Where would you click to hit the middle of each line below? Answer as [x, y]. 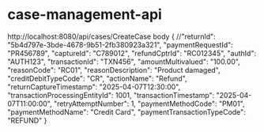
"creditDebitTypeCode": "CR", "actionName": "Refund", [97, 78]
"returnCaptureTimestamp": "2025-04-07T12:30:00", [94, 87]
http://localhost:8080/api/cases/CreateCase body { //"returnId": [112, 36]
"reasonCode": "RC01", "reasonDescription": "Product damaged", [114, 70]
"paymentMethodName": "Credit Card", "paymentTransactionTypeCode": [126, 111]
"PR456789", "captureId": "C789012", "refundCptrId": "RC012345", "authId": [132, 53]
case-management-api [85, 15]
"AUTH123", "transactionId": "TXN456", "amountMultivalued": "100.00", [124, 62]
